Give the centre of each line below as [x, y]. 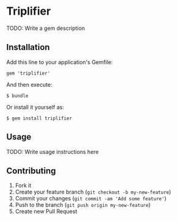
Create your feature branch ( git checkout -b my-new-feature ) [93, 192]
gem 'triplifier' [28, 73]
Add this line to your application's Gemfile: [60, 62]
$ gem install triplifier [39, 118]
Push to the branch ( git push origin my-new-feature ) [83, 205]
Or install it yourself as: [35, 107]
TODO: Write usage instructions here [52, 151]
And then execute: [29, 84]
